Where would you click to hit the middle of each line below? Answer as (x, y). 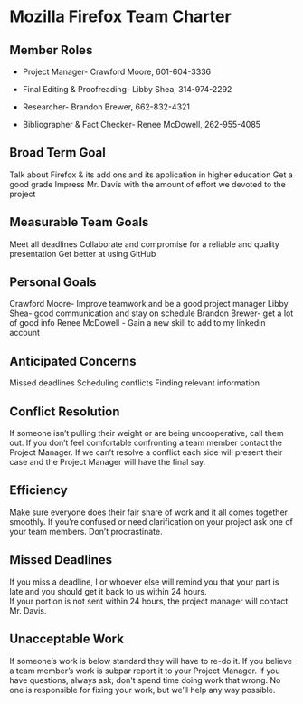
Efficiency (38, 490)
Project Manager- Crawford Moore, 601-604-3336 (116, 71)
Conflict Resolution (65, 411)
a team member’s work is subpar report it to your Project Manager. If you (145, 671)
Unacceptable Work (67, 639)
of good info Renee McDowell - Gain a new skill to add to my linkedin (137, 323)
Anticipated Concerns (73, 361)
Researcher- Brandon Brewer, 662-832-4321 (106, 107)
